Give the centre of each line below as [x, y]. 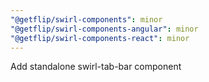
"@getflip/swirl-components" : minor [86, 19]
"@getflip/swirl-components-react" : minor [100, 38]
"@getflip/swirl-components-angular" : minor [104, 29]
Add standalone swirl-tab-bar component [96, 67]
